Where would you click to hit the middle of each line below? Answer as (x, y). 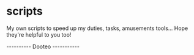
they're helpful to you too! (39, 34)
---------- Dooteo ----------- (43, 46)
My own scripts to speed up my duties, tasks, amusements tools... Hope (97, 28)
